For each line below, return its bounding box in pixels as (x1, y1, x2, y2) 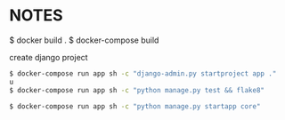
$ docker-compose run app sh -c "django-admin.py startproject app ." (9, 68, 277, 78)
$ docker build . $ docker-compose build (9, 35, 159, 45)
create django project (9, 52, 88, 62)
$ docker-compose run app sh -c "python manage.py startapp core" (9, 101, 261, 111)
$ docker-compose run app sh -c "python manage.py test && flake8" (9, 85, 265, 94)
